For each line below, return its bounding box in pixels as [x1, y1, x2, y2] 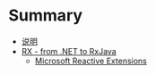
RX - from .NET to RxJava [21, 45, 117, 56]
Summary [8, 5, 82, 26]
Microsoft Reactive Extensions [34, 55, 147, 66]
